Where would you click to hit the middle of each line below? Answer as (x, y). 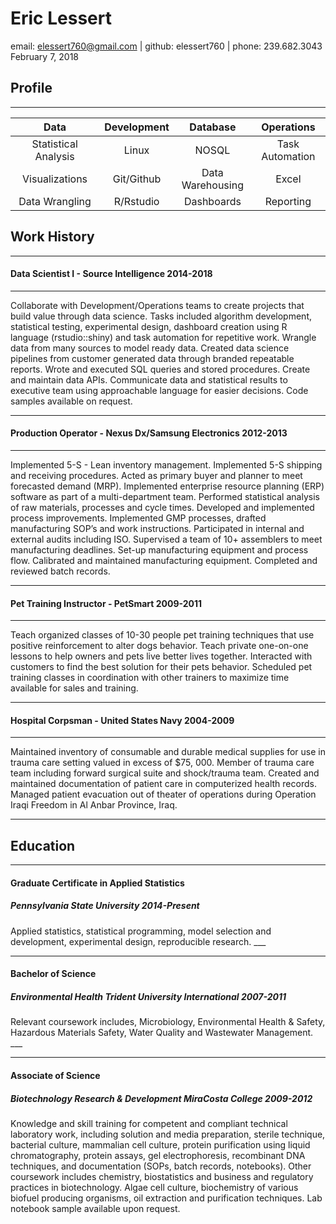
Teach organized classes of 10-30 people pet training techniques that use (162, 635)
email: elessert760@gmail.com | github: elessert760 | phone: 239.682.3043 (166, 46)
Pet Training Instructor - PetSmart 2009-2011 (106, 603)
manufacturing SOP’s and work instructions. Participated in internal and (157, 528)
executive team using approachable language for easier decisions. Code (159, 390)
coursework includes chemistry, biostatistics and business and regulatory (162, 1176)
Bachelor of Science (53, 974)
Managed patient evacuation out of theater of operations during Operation (163, 794)
